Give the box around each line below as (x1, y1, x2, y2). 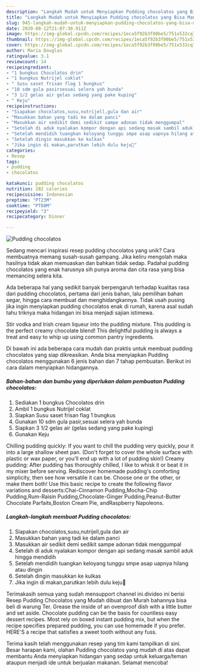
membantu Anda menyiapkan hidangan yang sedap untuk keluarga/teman (6, 653, 187, 660)
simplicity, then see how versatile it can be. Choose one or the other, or (6, 474, 181, 481)
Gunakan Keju (14, 431, 49, 438)
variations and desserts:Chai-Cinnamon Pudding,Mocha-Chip (6, 487, 158, 494)
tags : (6, 159, 20, 165)
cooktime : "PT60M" (6, 202, 52, 209)
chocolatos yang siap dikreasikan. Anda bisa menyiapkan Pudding (6, 352, 168, 359)
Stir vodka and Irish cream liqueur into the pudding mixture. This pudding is (6, 320, 191, 328)
